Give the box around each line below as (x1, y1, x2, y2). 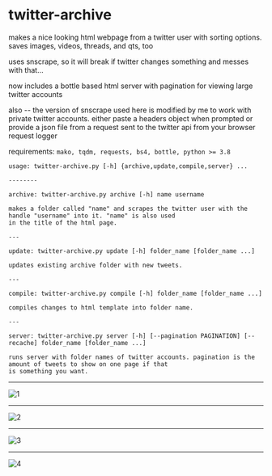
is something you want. (8, 367, 89, 375)
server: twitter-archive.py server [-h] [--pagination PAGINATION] (8, 331, 241, 340)
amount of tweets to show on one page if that (8, 360, 168, 369)
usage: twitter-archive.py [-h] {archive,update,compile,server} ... (8, 162, 249, 171)
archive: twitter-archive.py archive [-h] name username (8, 190, 205, 199)
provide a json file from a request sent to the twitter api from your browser (8, 122, 256, 132)
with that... (8, 65, 45, 74)
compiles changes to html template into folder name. (8, 303, 194, 312)
